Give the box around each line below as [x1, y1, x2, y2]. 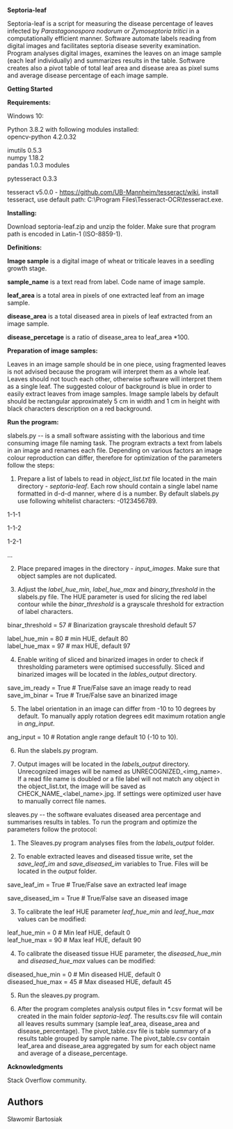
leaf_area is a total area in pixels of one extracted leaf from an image [7, 291, 205, 299]
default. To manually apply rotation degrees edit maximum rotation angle [17, 712, 226, 720]
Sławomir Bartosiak [7, 1114, 63, 1123]
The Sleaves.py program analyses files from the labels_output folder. [17, 839, 215, 847]
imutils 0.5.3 [7, 146, 42, 154]
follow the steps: [7, 461, 55, 469]
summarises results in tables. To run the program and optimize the [7, 818, 198, 826]
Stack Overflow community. [7, 1076, 87, 1084]
